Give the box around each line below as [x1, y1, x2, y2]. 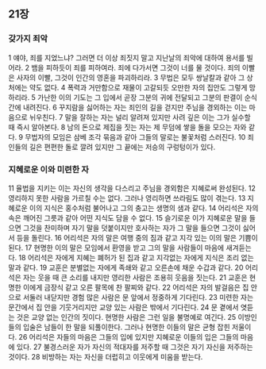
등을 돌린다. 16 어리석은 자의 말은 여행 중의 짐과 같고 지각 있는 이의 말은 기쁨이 [16, 233, 258, 242]
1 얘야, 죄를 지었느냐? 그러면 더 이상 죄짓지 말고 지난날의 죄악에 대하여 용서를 [8, 52, 245, 62]
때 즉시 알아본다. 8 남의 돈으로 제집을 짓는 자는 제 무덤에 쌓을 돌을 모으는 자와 [8, 122, 247, 132]
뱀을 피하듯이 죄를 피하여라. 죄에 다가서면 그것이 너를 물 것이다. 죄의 [31, 63, 241, 72]
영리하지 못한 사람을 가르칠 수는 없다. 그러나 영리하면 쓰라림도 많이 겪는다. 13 [8, 193, 246, 202]
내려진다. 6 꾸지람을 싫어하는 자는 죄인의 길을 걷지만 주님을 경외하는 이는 [22, 102, 248, 112]
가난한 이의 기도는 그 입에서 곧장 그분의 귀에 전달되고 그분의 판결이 [37, 92, 243, 102]
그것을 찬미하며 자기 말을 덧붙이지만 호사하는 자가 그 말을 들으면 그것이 [22, 223, 241, 233]
